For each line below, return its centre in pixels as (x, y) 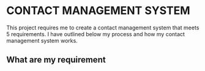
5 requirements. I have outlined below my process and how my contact (96, 34)
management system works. (42, 40)
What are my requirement (56, 60)
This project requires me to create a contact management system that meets (103, 28)
